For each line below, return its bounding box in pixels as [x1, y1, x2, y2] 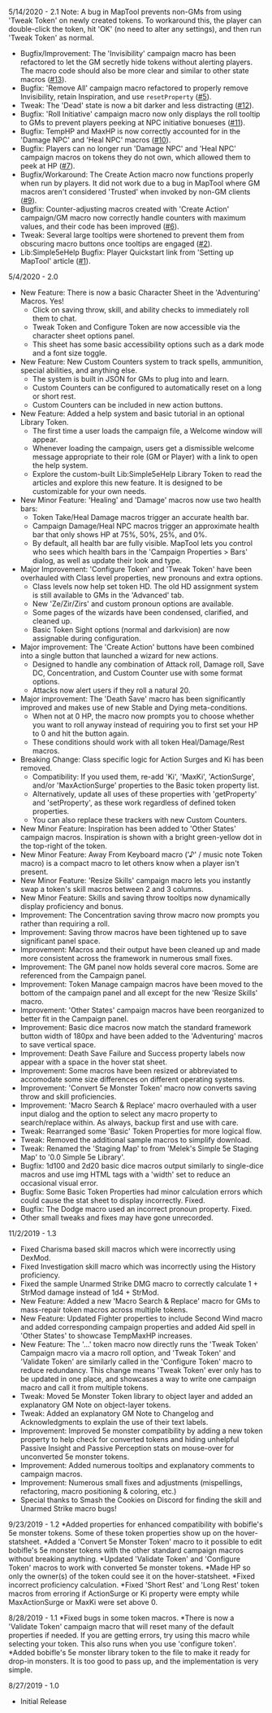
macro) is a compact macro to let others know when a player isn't [19, 859, 240, 867]
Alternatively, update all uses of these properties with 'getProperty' [32, 789, 257, 798]
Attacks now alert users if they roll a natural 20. [32, 685, 191, 695]
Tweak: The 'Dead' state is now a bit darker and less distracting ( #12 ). [19, 101, 254, 110]
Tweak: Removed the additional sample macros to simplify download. [19, 1135, 253, 1144]
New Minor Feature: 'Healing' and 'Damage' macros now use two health [19, 496, 261, 505]
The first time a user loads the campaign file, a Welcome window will [32, 426, 262, 435]
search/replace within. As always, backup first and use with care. [19, 1118, 239, 1127]
